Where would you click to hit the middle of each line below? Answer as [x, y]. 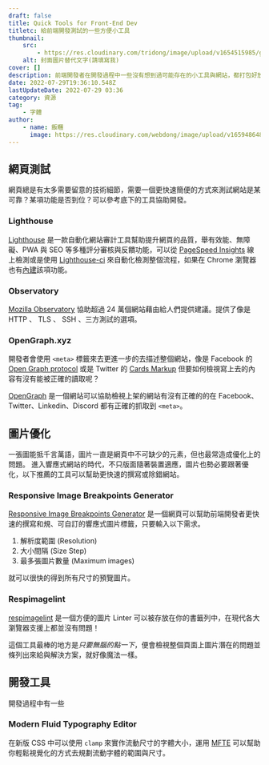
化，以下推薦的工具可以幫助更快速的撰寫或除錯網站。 [96, 475]
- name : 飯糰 [43, 127]
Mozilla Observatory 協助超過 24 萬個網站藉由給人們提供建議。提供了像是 [129, 310]
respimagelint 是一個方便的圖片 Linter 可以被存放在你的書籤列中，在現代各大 [134, 618]
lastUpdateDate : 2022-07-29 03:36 [66, 90]
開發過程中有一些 [36, 703]
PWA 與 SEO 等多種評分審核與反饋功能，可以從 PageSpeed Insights [134, 250]
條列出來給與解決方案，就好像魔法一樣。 [75, 655]
